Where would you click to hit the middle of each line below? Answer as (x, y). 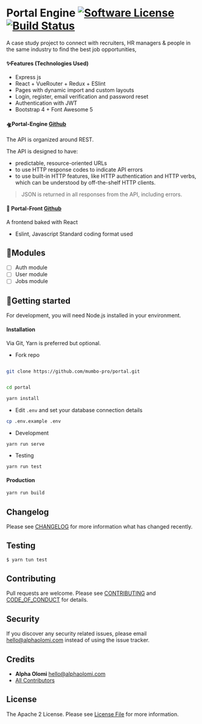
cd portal (19, 388)
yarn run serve (26, 445)
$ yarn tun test (27, 560)
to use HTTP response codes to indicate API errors (79, 170)
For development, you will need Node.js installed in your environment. (94, 315)
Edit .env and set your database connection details (79, 410)
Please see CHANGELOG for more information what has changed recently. (99, 526)
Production (21, 480)
